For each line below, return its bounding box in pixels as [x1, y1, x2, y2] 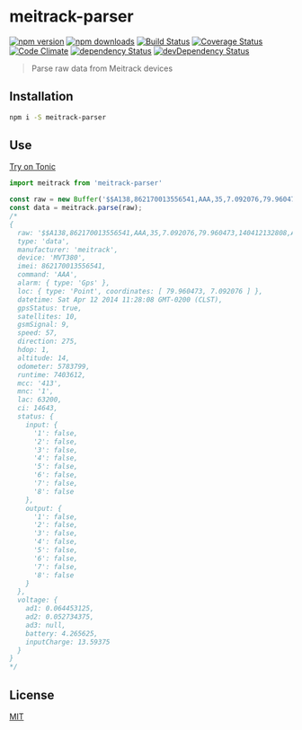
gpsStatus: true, [17, 303, 83, 312]
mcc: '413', [17, 379, 63, 388]
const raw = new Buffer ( [9, 195, 102, 204]
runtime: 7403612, [17, 370, 87, 379]
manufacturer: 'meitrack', [17, 245, 119, 254]
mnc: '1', [17, 387, 54, 396]
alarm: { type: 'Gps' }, [17, 278, 111, 288]
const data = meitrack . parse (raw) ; [9, 204, 143, 213]
